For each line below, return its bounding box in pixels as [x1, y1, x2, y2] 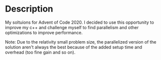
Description [5, 3, 53, 15]
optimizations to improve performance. [5, 30, 83, 35]
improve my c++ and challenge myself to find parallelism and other [5, 24, 139, 30]
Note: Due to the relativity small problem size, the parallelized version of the [5, 39, 157, 45]
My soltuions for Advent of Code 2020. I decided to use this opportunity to [5, 19, 154, 25]
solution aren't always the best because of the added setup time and [5, 44, 142, 50]
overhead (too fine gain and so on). [5, 49, 76, 55]
